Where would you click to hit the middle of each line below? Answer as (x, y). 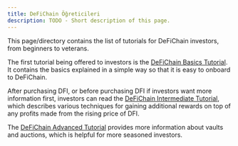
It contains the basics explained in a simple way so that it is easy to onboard (119, 69)
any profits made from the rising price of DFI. (74, 113)
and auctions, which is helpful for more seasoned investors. (95, 135)
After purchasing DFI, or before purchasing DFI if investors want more (110, 91)
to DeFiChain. (27, 77)
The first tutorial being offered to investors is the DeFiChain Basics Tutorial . (118, 62)
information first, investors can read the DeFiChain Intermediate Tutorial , (113, 98)
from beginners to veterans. (48, 48)
